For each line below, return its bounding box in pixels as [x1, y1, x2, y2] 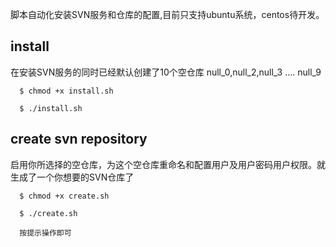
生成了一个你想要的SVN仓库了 [10, 171, 135, 183]
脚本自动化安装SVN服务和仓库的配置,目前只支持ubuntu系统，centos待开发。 [10, 9, 325, 20]
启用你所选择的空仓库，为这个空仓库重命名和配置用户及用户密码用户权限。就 [10, 158, 326, 170]
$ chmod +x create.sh [19, 191, 110, 201]
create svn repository [10, 131, 148, 148]
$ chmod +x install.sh [19, 86, 114, 96]
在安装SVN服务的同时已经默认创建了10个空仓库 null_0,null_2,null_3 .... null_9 [10, 66, 322, 78]
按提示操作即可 [19, 228, 72, 238]
